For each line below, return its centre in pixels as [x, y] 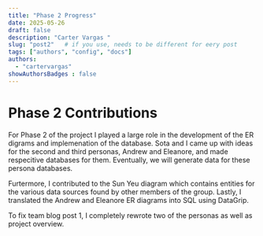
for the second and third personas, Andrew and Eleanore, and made [118, 151]
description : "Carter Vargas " [59, 37]
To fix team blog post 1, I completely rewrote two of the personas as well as [130, 215]
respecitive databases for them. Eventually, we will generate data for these [129, 160]
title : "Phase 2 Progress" [52, 15]
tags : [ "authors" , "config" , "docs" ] [70, 52]
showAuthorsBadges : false [52, 74]
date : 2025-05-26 [37, 23]
